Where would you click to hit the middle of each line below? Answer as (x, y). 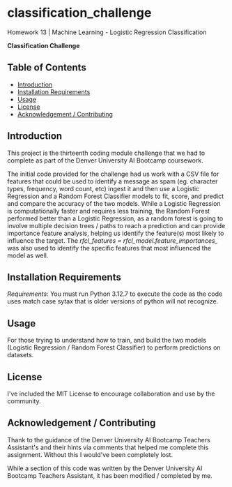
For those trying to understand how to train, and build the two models (107, 340)
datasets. (21, 355)
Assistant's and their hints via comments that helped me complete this (108, 447)
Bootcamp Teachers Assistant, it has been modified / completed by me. (110, 475)
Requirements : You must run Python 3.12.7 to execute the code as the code (115, 294)
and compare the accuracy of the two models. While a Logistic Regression (114, 203)
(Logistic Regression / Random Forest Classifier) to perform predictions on (114, 347)
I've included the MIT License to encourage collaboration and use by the (111, 394)
